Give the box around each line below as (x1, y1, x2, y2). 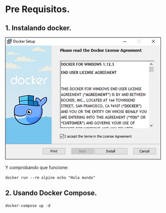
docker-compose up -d (5, 203, 51, 208)
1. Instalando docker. (5, 24, 72, 32)
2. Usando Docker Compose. (5, 189, 97, 197)
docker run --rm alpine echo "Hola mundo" (5, 175, 96, 180)
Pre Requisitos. (5, 4, 70, 15)
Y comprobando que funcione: (5, 165, 69, 170)
